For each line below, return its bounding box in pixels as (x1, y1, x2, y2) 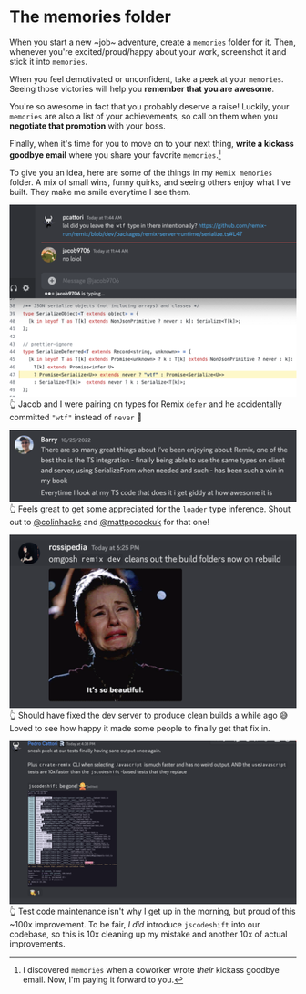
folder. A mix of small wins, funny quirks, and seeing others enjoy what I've (9, 176, 291, 188)
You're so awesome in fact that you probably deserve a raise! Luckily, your (9, 100, 290, 111)
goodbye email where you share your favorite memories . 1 (9, 148, 221, 160)
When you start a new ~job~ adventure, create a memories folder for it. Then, (9, 36, 296, 47)
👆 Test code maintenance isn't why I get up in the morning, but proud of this (9, 906, 296, 916)
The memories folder (9, 6, 171, 27)
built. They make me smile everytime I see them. (9, 186, 191, 197)
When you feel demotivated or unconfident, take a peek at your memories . (9, 73, 284, 84)
